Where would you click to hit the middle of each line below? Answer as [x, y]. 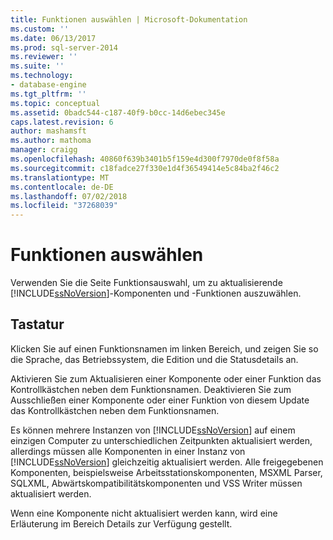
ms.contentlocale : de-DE [62, 187]
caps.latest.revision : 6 [62, 122]
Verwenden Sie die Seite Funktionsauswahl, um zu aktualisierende [146, 283]
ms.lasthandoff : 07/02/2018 [69, 196]
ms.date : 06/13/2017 [53, 38]
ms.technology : [42, 76]
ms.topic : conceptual [55, 103]
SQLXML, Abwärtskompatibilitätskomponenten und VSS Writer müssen [156, 483]
